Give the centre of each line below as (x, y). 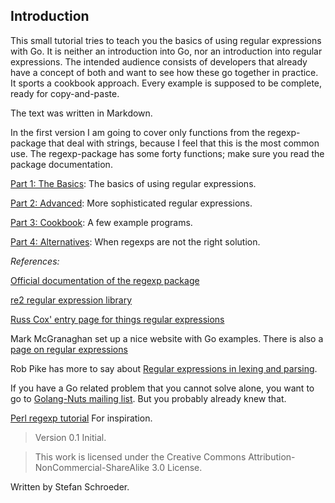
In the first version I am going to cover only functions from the (138, 132)
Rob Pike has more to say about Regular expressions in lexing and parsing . (164, 368)
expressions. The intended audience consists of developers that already (159, 61)
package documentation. (61, 164)
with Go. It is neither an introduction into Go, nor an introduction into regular (166, 51)
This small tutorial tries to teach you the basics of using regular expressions (166, 40)
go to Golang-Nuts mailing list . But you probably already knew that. (148, 398)
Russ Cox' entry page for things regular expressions (117, 319)
